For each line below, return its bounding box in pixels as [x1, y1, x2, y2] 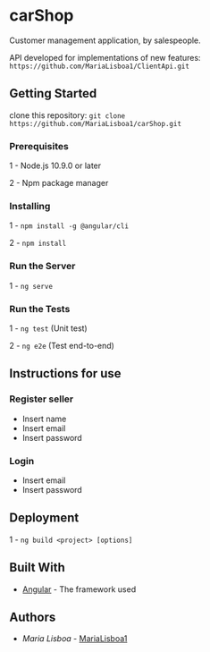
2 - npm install [9, 238, 67, 249]
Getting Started [9, 86, 97, 101]
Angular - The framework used [21, 583, 137, 595]
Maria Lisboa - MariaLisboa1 [21, 633, 128, 644]
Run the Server [9, 260, 76, 273]
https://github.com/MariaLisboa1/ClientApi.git [9, 62, 190, 71]
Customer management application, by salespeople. [9, 35, 201, 46]
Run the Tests [9, 302, 71, 315]
